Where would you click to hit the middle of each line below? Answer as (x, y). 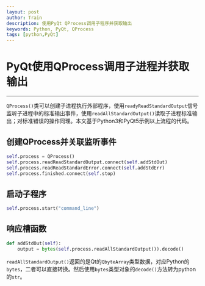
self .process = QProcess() (41, 156)
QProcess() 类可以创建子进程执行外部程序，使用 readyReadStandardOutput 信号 (102, 106)
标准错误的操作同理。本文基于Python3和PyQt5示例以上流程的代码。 (107, 121)
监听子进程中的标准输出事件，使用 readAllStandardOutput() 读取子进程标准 (99, 113)
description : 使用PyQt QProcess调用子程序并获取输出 (69, 23)
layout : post (23, 12)
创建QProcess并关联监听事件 (62, 142)
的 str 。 (16, 277)
